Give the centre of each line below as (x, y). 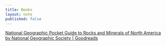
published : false (23, 19)
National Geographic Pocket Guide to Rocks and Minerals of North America (83, 33)
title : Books (19, 10)
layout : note (19, 14)
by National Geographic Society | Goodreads (52, 38)
